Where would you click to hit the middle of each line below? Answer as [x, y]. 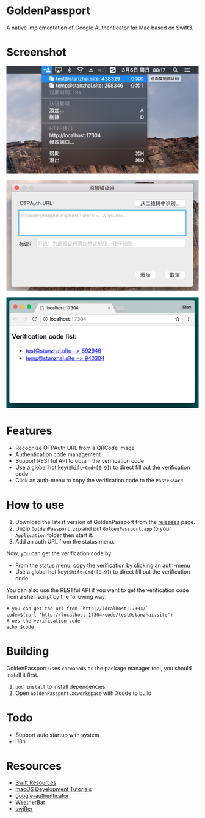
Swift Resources [36, 783]
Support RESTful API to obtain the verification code [80, 460]
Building [28, 651]
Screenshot [36, 52]
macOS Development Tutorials [53, 789]
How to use [35, 505]
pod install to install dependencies [60, 686]
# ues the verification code [43, 621]
